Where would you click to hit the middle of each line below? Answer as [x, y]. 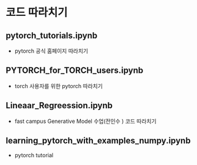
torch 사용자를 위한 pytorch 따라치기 [59, 86]
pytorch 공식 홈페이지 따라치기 [51, 51]
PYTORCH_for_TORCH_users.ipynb [75, 71]
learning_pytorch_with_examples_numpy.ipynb [98, 141]
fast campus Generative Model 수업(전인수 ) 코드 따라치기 [85, 121]
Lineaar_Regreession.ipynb [59, 105]
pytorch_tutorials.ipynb [52, 35]
